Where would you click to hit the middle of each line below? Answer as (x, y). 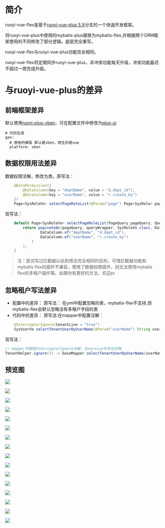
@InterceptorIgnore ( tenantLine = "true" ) (57, 325)
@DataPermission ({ (33, 186)
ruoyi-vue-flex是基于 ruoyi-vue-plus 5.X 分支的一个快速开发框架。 (71, 25)
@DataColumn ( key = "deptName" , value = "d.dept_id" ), (79, 190)
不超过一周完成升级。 (27, 68)
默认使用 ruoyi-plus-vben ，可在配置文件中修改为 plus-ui (61, 123)
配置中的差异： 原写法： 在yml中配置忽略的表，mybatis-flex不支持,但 (82, 303)
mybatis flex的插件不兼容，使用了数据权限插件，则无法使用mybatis (85, 267)
